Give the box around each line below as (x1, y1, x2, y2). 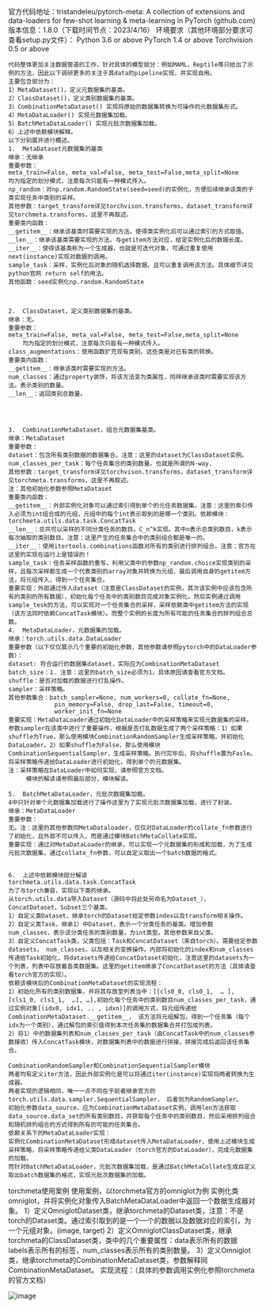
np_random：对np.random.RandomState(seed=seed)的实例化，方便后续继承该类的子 (8, 185, 254, 193)
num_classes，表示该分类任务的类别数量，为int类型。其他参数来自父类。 (8, 929, 218, 937)
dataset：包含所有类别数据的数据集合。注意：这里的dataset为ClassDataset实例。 (8, 451, 248, 459)
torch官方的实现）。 (13, 971, 70, 979)
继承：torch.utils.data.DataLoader (8, 635, 122, 643)
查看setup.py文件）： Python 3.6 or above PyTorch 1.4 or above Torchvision (8, 35, 253, 44)
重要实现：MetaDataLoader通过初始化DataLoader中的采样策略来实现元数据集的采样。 (8, 716, 253, 724)
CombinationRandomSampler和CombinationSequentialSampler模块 (8, 1062, 211, 1070)
